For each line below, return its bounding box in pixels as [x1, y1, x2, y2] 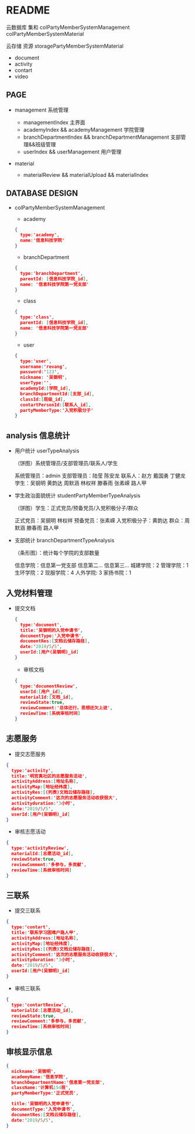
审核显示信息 [6, 1047, 53, 1057]
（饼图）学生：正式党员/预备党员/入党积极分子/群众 [14, 505, 139, 512]
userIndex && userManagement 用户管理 [23, 148, 122, 155]
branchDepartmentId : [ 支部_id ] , [20, 391, 95, 397]
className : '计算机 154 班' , [11, 1085, 71, 1091]
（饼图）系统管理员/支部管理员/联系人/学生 [14, 459, 118, 467]
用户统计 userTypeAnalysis [14, 447, 80, 454]
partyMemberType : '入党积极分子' [20, 407, 94, 413]
